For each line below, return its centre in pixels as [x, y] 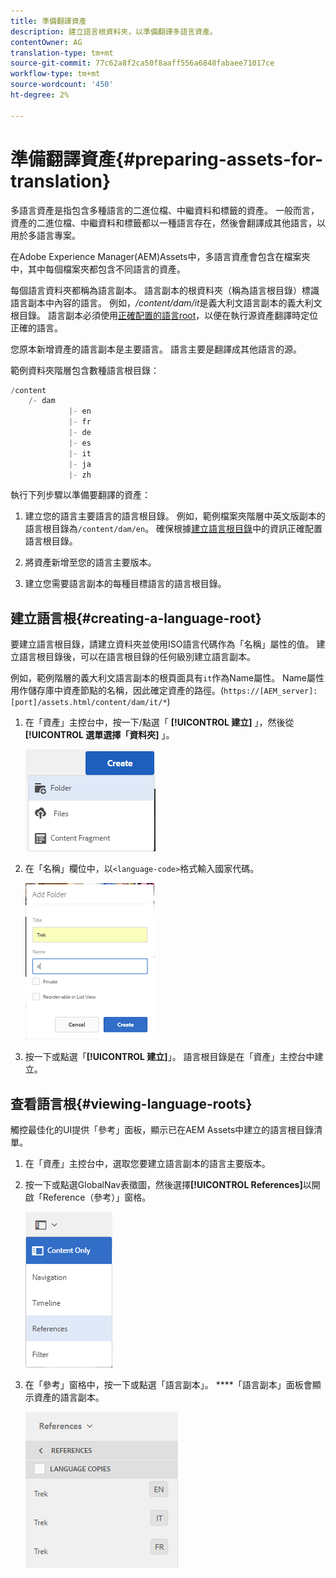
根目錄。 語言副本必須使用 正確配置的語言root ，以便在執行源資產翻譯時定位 [164, 315]
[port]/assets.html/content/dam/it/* [89, 703]
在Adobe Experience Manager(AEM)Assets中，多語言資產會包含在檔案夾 [160, 256]
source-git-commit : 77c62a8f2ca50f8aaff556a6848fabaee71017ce [142, 63]
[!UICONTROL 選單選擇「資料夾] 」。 [99, 735]
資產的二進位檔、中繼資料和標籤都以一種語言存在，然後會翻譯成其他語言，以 [168, 222]
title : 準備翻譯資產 [48, 21]
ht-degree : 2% [40, 95]
